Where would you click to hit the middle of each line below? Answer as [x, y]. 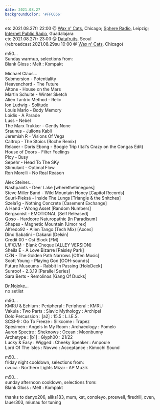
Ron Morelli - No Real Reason [35, 173]
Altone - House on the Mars [33, 89]
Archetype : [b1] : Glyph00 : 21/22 [39, 337]
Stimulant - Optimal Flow [30, 167]
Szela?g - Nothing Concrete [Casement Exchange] [56, 203]
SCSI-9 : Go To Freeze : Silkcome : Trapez [47, 321]
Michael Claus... [21, 73]
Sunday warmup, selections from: [39, 59]
